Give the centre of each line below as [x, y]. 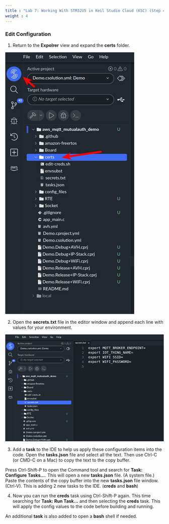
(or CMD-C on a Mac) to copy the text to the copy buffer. [71, 460]
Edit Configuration [28, 34]
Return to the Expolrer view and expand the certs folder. [71, 45]
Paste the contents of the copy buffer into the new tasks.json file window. [82, 480]
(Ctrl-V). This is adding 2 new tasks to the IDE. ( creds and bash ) [72, 486]
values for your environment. [42, 327]
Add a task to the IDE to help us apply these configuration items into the [87, 449]
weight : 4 [17, 16]
